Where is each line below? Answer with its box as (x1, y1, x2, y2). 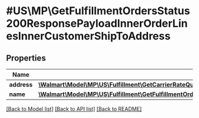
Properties (6, 53, 46, 63)
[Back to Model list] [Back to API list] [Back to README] (6, 106, 142, 112)
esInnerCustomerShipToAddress (6, 30, 171, 43)
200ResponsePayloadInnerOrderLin (6, 17, 188, 30)
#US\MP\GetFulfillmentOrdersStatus (6, 4, 191, 18)
